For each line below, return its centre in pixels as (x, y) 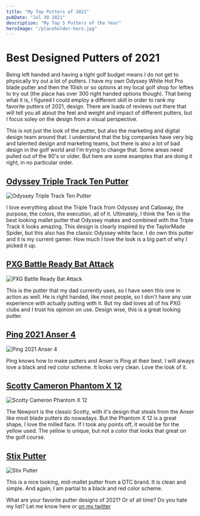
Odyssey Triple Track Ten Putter (67, 181)
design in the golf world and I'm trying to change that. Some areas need (95, 150)
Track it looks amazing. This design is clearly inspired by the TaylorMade (96, 226)
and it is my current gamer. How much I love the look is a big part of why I (97, 239)
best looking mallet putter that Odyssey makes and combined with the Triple (100, 220)
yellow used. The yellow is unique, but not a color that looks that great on (96, 431)
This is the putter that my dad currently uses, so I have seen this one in (93, 290)
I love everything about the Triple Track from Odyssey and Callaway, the (95, 207)
